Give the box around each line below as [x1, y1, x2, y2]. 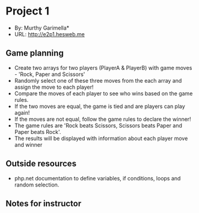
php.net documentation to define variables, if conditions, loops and [14, 174, 181, 182]
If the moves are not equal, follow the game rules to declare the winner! [14, 115, 191, 122]
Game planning [5, 48, 64, 59]
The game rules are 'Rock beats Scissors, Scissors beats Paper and [14, 122, 183, 129]
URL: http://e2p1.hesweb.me [14, 30, 85, 37]
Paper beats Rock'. [14, 128, 61, 135]
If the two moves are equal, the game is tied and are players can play [14, 103, 186, 110]
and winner [14, 141, 43, 148]
